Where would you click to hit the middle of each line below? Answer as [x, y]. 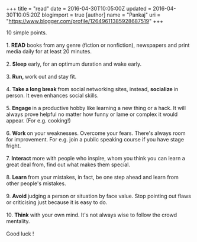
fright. [14, 146]
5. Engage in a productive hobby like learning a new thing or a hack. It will [96, 108]
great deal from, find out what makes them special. [68, 164]
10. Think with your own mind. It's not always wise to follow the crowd [92, 215]
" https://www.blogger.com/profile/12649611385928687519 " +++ [85, 21]
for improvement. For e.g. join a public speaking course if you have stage [95, 139]
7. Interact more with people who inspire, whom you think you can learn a [96, 158]
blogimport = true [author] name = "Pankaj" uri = [101, 15]
